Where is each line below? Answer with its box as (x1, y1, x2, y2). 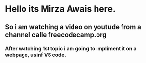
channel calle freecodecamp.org (5, 30, 107, 39)
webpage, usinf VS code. (5, 51, 66, 58)
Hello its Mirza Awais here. (5, 3, 116, 15)
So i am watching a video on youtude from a (5, 23, 141, 31)
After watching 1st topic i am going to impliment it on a (5, 45, 137, 52)
